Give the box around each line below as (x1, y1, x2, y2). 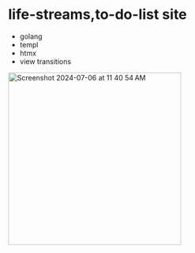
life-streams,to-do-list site (8, 6, 187, 24)
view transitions (19, 57, 72, 66)
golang (19, 32, 43, 41)
